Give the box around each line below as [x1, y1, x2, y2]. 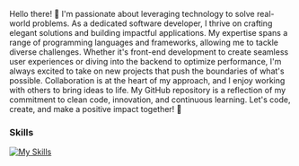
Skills [9, 126, 34, 138]
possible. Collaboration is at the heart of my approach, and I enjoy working [9, 75, 286, 85]
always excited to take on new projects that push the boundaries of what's [9, 66, 285, 76]
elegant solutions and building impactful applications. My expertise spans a [9, 28, 288, 38]
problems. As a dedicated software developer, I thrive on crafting [31, 18, 273, 29]
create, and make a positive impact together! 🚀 [9, 104, 182, 114]
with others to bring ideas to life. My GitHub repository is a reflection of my [9, 85, 286, 95]
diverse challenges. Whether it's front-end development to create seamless [9, 47, 289, 57]
